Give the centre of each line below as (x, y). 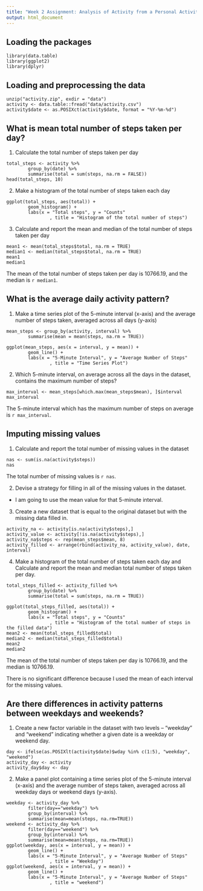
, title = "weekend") (76, 883)
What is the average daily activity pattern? (88, 299)
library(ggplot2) (28, 61)
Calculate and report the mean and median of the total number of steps (104, 229)
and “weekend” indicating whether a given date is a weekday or (94, 735)
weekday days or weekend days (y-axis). (66, 792)
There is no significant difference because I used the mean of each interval (100, 678)
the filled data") (29, 628)
